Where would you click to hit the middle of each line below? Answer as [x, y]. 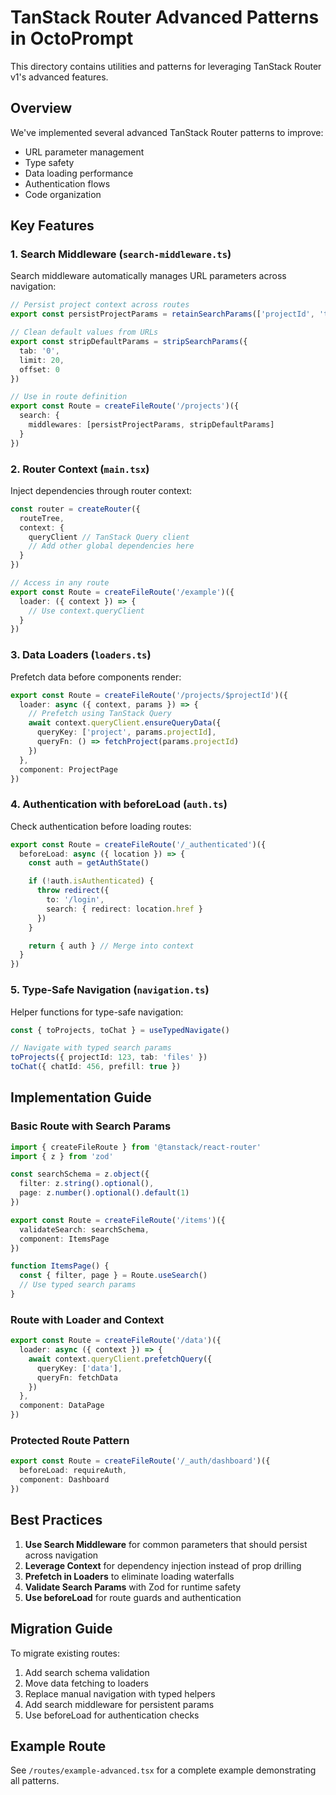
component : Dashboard [64, 1480]
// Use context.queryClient [86, 611]
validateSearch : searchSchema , [84, 1229]
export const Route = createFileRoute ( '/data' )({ [116, 1341]
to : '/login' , [75, 900]
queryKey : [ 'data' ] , [79, 1368]
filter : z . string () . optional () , [87, 1184]
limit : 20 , [42, 360]
